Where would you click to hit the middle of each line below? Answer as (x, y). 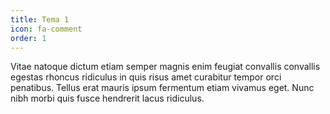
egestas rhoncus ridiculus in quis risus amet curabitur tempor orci (146, 77)
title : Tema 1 (40, 19)
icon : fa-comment (46, 29)
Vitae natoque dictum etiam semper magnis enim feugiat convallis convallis (165, 67)
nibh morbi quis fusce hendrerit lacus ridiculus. (107, 98)
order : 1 (28, 38)
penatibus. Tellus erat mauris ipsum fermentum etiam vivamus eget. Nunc (162, 88)
